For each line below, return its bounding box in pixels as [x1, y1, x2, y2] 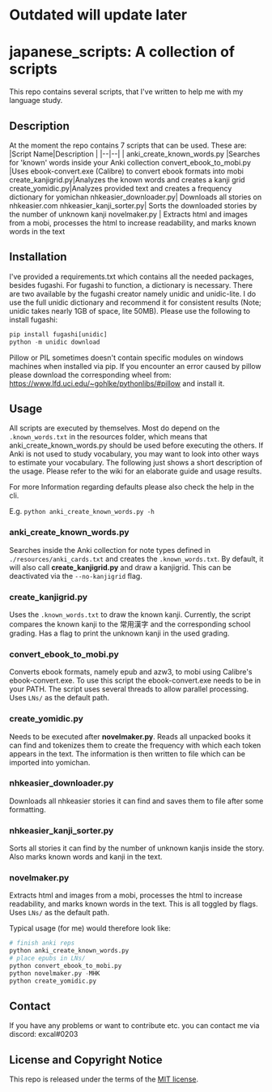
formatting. [9, 804, 47, 814]
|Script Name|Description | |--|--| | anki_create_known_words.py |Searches [9, 148, 261, 159]
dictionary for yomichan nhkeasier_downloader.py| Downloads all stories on [9, 192, 262, 202]
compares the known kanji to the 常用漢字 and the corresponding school [9, 619, 251, 629]
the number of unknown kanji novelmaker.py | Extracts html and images [9, 209, 248, 219]
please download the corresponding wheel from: [9, 370, 172, 379]
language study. [9, 96, 63, 105]
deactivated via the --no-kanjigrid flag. [9, 571, 142, 580]
